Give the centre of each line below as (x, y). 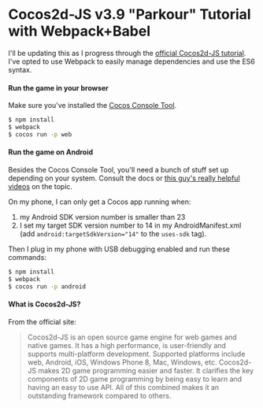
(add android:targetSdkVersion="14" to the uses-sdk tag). (113, 233)
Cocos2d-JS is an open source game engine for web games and (132, 337)
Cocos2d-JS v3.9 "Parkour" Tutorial (130, 15)
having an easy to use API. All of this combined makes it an (123, 387)
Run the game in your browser (58, 87)
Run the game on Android (51, 152)
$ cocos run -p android (47, 286)
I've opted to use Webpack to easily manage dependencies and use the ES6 (132, 61)
